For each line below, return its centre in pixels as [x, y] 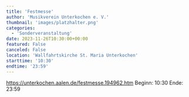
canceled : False [26, 50]
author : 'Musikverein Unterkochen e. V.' [58, 17]
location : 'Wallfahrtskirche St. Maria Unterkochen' [72, 55]
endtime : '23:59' [27, 66]
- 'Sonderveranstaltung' [42, 34]
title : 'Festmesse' [30, 11]
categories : [21, 28]
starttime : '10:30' [30, 61]
